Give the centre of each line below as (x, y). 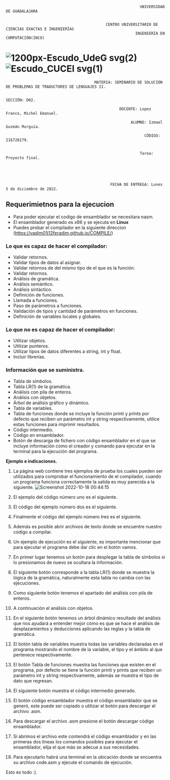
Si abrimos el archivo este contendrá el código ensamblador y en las (85, 736)
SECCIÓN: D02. (21, 100)
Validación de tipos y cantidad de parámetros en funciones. (75, 311)
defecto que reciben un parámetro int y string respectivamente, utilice (86, 419)
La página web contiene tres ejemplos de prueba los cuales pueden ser (88, 471)
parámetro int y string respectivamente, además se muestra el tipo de (86, 675)
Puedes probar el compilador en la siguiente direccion (70, 227)
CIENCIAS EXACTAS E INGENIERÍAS (40, 29)
